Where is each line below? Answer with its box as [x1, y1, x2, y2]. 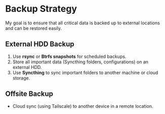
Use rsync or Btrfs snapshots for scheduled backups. [12, 53, 127, 59]
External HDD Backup [5, 40, 74, 49]
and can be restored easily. [5, 25, 62, 31]
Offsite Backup [5, 90, 53, 98]
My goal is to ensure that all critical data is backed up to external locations [5, 20, 160, 26]
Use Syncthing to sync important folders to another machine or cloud [12, 69, 158, 75]
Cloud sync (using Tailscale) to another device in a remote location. [12, 103, 153, 109]
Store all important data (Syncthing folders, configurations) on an [12, 59, 148, 65]
